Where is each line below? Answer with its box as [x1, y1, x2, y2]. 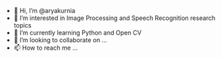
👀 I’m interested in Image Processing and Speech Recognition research [13, 14, 216, 22]
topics [13, 21, 32, 29]
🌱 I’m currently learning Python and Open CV [13, 28, 142, 37]
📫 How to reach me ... [13, 43, 78, 52]
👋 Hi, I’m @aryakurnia [13, 7, 76, 14]
